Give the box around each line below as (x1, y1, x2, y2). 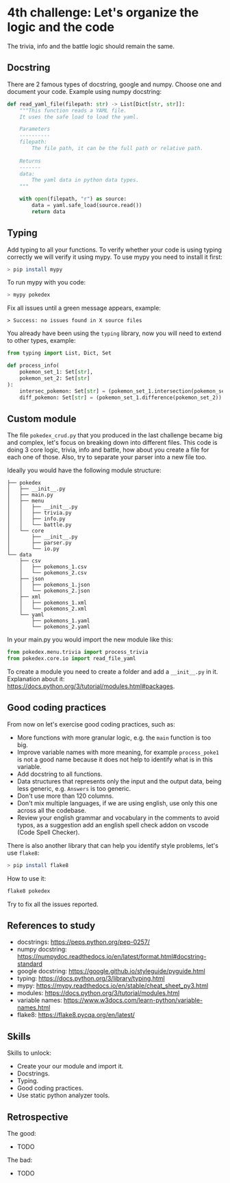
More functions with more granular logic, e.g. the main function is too (16, 733, 212, 742)
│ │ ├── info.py (7, 515, 66, 522)
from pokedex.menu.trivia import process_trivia (7, 649, 149, 656)
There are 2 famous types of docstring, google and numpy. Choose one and (7, 80, 222, 88)
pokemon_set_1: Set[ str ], (19, 369, 94, 376)
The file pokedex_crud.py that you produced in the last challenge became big (7, 431, 223, 439)
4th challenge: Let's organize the (7, 5, 199, 21)
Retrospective (7, 1111, 68, 1123)
